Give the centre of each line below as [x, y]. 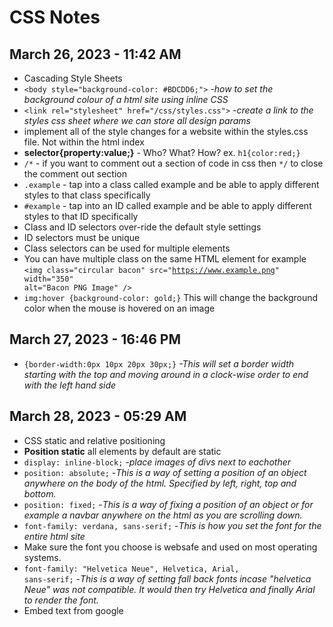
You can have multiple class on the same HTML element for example [165, 259]
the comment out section [75, 174]
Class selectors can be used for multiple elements [127, 248]
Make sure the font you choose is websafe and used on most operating [170, 547]
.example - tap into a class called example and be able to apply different [171, 184]
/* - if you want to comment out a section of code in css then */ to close [173, 163]
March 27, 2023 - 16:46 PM [95, 339]
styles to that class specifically [87, 195]
